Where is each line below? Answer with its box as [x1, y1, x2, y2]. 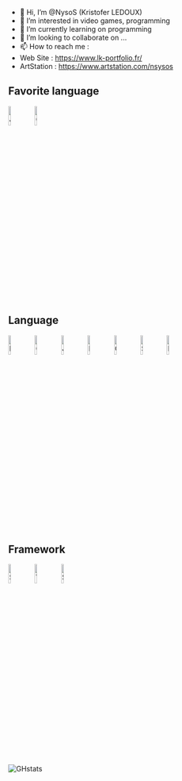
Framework [8, 543, 66, 556]
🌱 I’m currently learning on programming [19, 25, 152, 33]
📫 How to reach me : [19, 42, 89, 51]
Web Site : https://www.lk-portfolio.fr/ [19, 53, 142, 63]
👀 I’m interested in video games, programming [19, 16, 170, 25]
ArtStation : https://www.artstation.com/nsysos [19, 62, 174, 71]
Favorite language [8, 84, 100, 98]
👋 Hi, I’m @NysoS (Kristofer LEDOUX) [19, 8, 142, 17]
